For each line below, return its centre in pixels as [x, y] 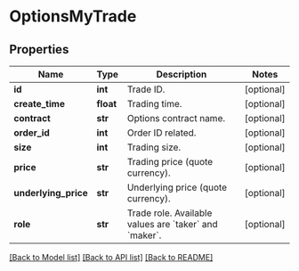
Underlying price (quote [177, 187]
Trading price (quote [170, 162]
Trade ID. [146, 89]
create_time [39, 104]
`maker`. [144, 235]
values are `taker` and [172, 224]
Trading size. [154, 147]
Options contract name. [176, 118]
